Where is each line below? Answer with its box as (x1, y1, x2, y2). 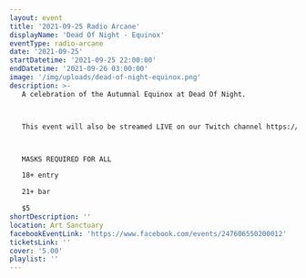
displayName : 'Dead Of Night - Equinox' (9, 30, 166, 39)
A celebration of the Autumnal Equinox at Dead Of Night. (21, 89, 247, 98)
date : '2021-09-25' (9, 47, 84, 57)
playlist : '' (9, 254, 59, 264)
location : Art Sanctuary (9, 221, 104, 230)
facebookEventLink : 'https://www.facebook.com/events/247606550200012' (9, 229, 287, 238)
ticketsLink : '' (9, 238, 71, 247)
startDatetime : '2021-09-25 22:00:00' (9, 56, 157, 65)
